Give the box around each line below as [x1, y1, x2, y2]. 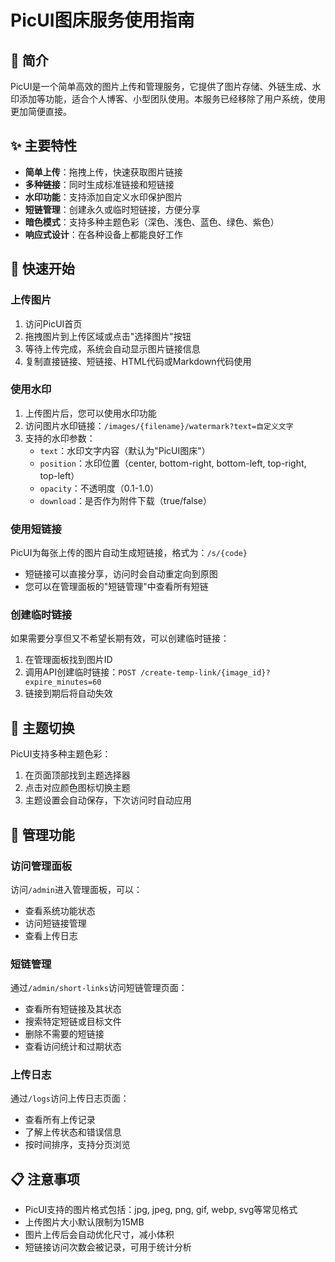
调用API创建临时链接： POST [24, 666, 137, 678]
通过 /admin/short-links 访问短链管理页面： [10, 982, 188, 994]
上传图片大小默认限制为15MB [24, 1216, 145, 1228]
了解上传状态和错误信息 [24, 1126, 122, 1138]
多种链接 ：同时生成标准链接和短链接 [24, 178, 175, 190]
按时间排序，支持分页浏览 [24, 1139, 131, 1151]
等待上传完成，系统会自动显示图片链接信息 [24, 342, 201, 355]
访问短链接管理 [24, 917, 87, 929]
